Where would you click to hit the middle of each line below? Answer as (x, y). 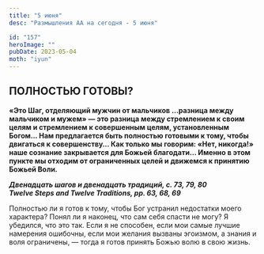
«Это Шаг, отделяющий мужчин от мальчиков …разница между (121, 110)
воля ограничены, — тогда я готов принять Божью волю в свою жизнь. (130, 241)
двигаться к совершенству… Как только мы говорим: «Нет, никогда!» (131, 144)
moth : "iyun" (30, 59)
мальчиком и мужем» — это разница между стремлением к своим (127, 119)
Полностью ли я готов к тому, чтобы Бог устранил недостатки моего (125, 208)
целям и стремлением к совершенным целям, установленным (119, 127)
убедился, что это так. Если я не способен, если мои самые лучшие (124, 225)
